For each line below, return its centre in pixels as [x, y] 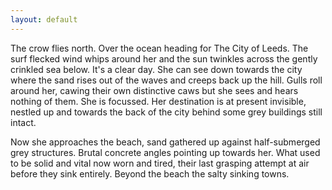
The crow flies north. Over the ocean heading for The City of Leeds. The [159, 48]
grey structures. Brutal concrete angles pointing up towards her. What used [165, 152]
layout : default [44, 19]
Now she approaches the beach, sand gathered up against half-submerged [165, 142]
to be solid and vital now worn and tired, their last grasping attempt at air [160, 163]
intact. [23, 122]
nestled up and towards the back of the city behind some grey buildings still [166, 112]
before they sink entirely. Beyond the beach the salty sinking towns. [150, 173]
